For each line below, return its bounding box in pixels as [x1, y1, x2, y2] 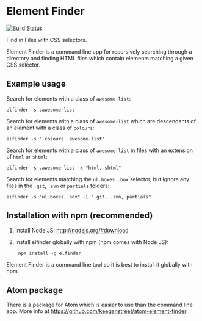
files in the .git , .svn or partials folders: [6, 182, 110, 189]
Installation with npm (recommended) [6, 211, 153, 221]
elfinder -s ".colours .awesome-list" [6, 135, 105, 142]
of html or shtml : [6, 153, 48, 160]
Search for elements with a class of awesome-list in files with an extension [6, 146, 193, 154]
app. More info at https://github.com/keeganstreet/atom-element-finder [6, 308, 187, 315]
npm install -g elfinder [18, 250, 81, 256]
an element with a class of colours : [6, 124, 95, 131]
